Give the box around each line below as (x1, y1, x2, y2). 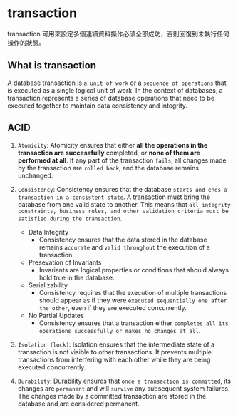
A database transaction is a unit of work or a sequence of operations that (7, 78, 227, 87)
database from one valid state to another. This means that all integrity (17, 200, 231, 208)
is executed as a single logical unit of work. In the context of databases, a (7, 86, 223, 94)
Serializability (28, 280, 68, 290)
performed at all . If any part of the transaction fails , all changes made (17, 155, 227, 165)
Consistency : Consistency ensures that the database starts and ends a (17, 185, 228, 193)
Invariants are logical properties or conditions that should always (38, 265, 229, 274)
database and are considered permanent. (17, 399, 140, 408)
